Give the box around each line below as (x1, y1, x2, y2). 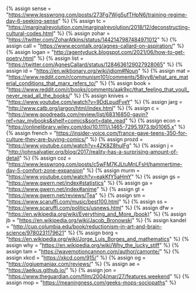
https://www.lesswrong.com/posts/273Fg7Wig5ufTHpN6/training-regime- (8, 11, 188, 18)
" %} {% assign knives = (70, 92, 129, 99)
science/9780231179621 (6, 229, 64, 236)
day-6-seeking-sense (6, 18, 59, 24)
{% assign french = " (6, 130, 57, 137)
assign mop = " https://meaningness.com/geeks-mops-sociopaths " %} (6, 279, 177, 286)
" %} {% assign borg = (64, 229, 119, 236)
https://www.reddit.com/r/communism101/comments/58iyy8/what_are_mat (8, 73, 188, 80)
